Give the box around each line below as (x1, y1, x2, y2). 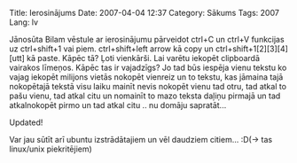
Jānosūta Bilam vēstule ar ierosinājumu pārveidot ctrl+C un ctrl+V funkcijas (9, 35, 285, 44)
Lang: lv (9, 17, 38, 27)
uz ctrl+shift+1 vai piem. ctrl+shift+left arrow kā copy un (9, 43, 215, 54)
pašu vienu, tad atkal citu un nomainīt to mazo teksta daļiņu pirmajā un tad (9, 90, 281, 101)
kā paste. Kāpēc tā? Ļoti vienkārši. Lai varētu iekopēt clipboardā (26, 53, 260, 63)
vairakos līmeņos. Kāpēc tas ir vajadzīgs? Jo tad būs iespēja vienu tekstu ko (9, 62, 287, 73)
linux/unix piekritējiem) (9, 144, 93, 154)
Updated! (9, 117, 43, 128)
